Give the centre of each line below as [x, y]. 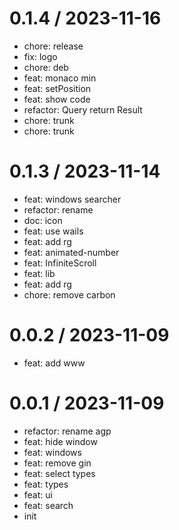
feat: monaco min [60, 78]
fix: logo [40, 56]
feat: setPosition [57, 88]
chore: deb [46, 67]
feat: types [46, 484]
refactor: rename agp [67, 431]
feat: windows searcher [72, 199]
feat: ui [38, 494]
